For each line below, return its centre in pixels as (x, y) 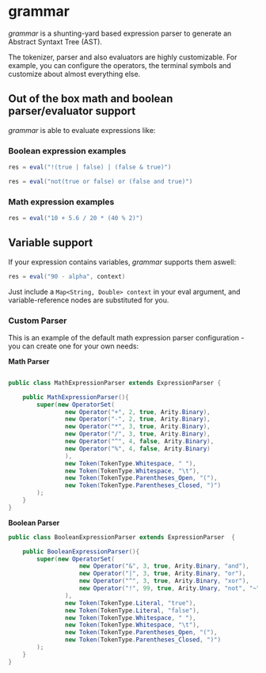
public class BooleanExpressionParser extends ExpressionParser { (122, 537)
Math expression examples (61, 202)
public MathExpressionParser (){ (76, 397)
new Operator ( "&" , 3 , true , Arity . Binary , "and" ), (164, 566)
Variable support (51, 243)
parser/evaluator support (72, 111)
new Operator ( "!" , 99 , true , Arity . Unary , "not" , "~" (169, 588)
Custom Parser (38, 321)
